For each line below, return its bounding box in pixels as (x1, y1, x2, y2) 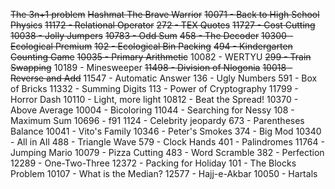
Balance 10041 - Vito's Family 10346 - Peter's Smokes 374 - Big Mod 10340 (10, 125, 322, 137)
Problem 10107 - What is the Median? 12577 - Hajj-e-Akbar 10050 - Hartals (10, 168, 318, 179)
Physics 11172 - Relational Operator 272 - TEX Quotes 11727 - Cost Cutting (10, 19, 316, 31)
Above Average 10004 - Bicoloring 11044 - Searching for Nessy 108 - (10, 104, 295, 116)
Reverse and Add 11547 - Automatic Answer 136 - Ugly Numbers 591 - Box (10, 72, 318, 84)
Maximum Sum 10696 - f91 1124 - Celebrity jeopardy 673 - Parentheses (10, 115, 305, 126)
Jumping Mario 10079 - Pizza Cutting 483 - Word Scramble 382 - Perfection (10, 147, 325, 158)
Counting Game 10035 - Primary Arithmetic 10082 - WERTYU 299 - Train (10, 51, 312, 63)
